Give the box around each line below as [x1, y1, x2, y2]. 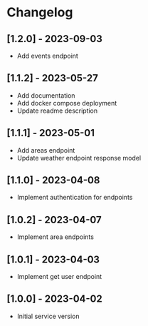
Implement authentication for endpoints [16, 193, 133, 202]
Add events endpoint [16, 51, 79, 60]
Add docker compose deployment [16, 98, 117, 107]
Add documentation [16, 91, 75, 100]
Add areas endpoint [16, 146, 75, 154]
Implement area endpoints [16, 233, 94, 241]
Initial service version [16, 312, 80, 320]
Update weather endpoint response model [16, 153, 142, 162]
